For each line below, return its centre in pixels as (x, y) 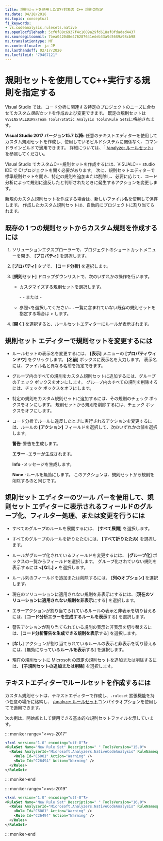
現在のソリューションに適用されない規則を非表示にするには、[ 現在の (81, 594)
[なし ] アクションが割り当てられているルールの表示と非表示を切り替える (84, 643)
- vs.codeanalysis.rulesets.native (41, 28)
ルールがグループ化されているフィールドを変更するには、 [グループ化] (82, 555)
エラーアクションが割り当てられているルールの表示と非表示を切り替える (84, 610)
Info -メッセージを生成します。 (43, 464)
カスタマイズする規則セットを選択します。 (62, 287)
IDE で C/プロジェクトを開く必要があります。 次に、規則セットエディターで (80, 170)
